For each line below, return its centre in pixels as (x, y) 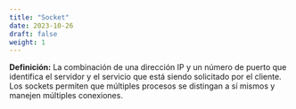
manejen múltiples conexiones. (66, 96)
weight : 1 (28, 42)
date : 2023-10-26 (41, 26)
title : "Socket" (39, 17)
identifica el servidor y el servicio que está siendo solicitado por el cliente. (146, 77)
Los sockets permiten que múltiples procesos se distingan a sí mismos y (142, 86)
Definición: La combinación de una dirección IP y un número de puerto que (148, 67)
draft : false (33, 34)
